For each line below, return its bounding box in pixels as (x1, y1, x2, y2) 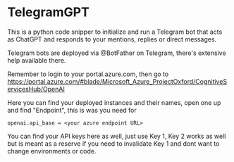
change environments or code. (7, 147, 97, 155)
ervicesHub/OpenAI (7, 85, 65, 93)
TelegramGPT (7, 4, 90, 20)
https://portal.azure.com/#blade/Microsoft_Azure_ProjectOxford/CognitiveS (7, 77, 228, 85)
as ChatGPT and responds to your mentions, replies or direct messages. (7, 35, 217, 43)
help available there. (7, 56, 66, 64)
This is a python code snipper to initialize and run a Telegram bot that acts (7, 27, 223, 36)
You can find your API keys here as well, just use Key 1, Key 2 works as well (7, 132, 226, 140)
